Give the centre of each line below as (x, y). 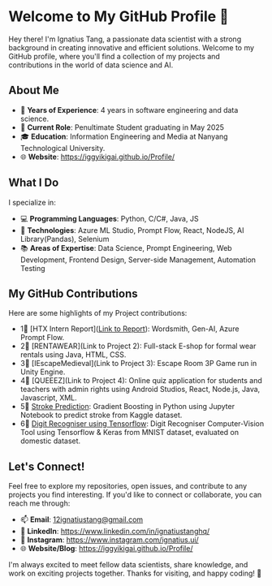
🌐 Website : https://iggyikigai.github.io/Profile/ (97, 157)
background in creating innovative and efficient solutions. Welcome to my (131, 47)
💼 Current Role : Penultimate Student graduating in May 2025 (122, 127)
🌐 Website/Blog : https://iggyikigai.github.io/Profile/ (106, 549)
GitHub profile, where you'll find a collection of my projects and (114, 56)
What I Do (34, 183)
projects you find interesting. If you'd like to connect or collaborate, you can (135, 495)
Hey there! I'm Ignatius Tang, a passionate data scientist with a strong (125, 39)
